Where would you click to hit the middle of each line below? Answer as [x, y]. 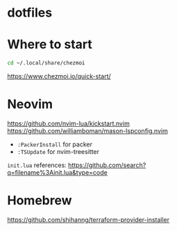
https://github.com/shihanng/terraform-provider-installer [88, 219]
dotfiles [30, 13]
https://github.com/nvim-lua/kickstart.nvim [68, 123]
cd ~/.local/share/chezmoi [46, 63]
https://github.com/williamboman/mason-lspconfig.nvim [87, 130]
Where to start [50, 45]
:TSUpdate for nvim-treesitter [58, 151]
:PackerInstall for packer [54, 144]
